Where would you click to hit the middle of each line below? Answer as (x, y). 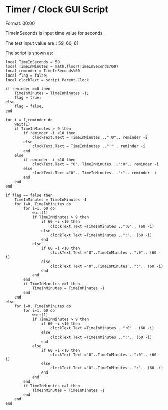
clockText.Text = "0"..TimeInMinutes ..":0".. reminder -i (95, 164)
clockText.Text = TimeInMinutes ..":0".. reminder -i (90, 137)
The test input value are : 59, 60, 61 (42, 43)
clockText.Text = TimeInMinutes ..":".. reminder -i (89, 146)
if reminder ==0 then (28, 89)
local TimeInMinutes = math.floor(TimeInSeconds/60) (62, 66)
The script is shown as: (30, 53)
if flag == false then (29, 195)
